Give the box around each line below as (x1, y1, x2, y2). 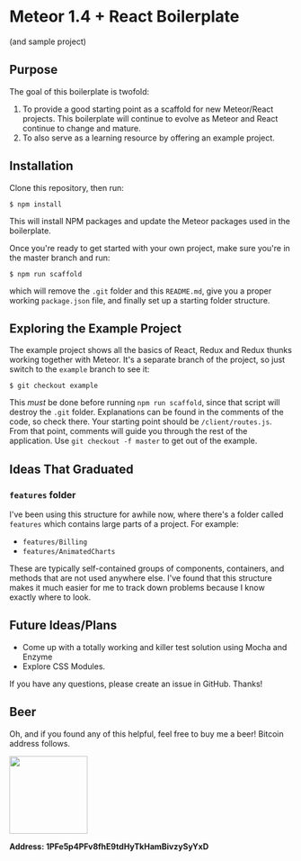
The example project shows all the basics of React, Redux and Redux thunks (9, 345, 292, 356)
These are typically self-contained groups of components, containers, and (9, 563, 285, 574)
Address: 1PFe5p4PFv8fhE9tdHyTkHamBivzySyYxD (9, 840, 209, 852)
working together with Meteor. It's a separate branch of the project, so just (9, 354, 286, 366)
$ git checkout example (9, 381, 99, 391)
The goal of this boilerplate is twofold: (9, 86, 150, 96)
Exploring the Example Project (9, 321, 182, 336)
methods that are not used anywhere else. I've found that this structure (9, 573, 272, 584)
